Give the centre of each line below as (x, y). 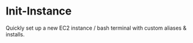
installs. (15, 34)
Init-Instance (39, 11)
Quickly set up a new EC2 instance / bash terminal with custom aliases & (96, 28)
